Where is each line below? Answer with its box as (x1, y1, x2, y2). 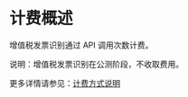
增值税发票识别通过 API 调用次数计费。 (9, 40, 154, 50)
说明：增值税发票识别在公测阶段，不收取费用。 (9, 58, 183, 69)
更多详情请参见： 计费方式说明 (9, 77, 120, 88)
